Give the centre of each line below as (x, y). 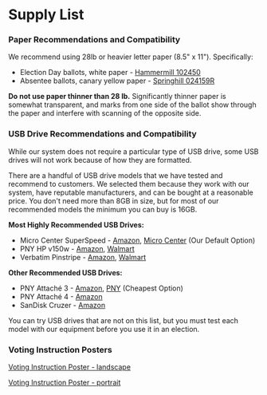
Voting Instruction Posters (61, 350)
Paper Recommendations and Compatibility (94, 40)
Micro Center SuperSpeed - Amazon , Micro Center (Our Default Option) (137, 240)
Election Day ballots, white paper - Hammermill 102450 (110, 73)
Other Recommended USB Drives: (65, 272)
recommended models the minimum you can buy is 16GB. (103, 209)
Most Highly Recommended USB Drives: (77, 224)
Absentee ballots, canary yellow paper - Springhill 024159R (117, 81)
